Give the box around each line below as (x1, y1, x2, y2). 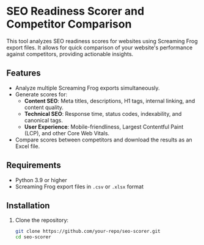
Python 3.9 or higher (15, 176, 67, 183)
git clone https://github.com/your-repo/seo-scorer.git (15, 229, 161, 235)
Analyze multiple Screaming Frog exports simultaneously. (15, 84, 160, 91)
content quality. (24, 104, 64, 111)
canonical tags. (24, 116, 63, 124)
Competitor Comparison (6, 17, 132, 31)
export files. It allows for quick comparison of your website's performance (6, 44, 193, 51)
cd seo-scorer (15, 234, 51, 240)
